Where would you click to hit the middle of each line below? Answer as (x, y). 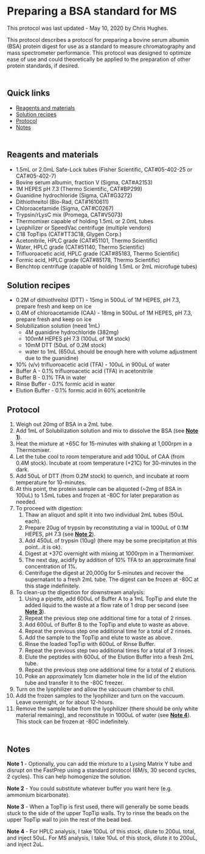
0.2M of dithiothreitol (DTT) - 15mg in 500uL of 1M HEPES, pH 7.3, (98, 300)
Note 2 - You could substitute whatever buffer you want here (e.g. (89, 788)
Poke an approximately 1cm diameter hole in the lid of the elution (106, 676)
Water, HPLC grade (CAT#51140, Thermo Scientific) (80, 247)
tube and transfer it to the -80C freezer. (74, 683)
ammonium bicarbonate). (39, 795)
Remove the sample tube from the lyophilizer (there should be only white (107, 709)
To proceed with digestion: (49, 509)
